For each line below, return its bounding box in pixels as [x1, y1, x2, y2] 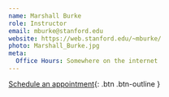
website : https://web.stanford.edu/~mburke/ [8, 34, 162, 43]
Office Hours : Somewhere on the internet [15, 57, 158, 65]
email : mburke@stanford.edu [8, 27, 104, 35]
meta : [8, 49, 27, 57]
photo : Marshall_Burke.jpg [8, 42, 100, 50]
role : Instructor [8, 19, 67, 27]
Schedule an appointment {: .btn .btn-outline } [8, 78, 161, 89]
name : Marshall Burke [8, 11, 82, 20]
